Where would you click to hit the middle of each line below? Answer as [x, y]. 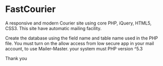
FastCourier [31, 9]
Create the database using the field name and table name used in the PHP [81, 38]
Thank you [16, 58]
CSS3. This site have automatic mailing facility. [53, 28]
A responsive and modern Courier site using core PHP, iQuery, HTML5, [78, 23]
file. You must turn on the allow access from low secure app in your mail [80, 43]
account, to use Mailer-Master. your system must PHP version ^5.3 [74, 48]
